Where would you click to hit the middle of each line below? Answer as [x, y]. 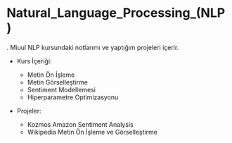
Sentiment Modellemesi [62, 89]
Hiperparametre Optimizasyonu [73, 97]
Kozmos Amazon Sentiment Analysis [80, 124]
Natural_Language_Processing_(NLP [116, 13]
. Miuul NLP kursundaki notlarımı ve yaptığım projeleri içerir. [93, 47]
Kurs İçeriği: [34, 61]
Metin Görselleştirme [58, 82]
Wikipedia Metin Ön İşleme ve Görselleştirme [92, 132]
